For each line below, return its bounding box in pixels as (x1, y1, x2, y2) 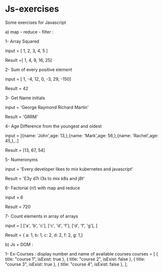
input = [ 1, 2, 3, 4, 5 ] (5, 48, 48, 54)
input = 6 (5, 194, 23, 200)
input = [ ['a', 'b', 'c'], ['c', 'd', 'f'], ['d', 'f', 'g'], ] (5, 222, 98, 228)
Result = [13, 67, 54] (5, 147, 45, 153)
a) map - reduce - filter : (5, 29, 54, 35)
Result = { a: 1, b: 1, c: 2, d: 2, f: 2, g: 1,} (5, 232, 83, 238)
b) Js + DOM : (5, 241, 33, 247)
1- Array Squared (5, 38, 40, 44)
